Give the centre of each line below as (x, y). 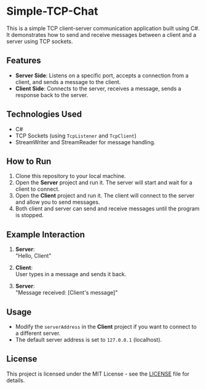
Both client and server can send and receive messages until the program (107, 209)
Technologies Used (44, 114)
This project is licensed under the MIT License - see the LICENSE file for (98, 374)
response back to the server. (52, 95)
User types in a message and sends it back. (71, 274)
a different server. (38, 333)
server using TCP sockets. (40, 41)
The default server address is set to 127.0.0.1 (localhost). (89, 340)
